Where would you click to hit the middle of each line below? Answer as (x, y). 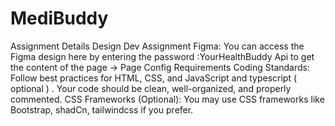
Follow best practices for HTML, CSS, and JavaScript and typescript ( (154, 78)
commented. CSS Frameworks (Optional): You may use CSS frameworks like (167, 99)
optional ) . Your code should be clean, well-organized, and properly (151, 88)
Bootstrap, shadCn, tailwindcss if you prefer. (102, 109)
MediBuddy (59, 18)
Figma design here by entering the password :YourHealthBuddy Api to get (162, 56)
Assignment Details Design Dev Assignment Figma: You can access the (157, 46)
